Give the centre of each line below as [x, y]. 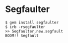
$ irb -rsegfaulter [25, 27]
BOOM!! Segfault [22, 35]
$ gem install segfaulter [32, 22]
